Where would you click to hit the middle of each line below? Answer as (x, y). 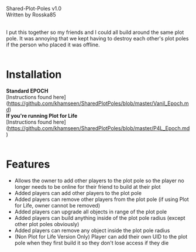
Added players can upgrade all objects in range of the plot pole (91, 212)
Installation (34, 75)
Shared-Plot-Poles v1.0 (34, 8)
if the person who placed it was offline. (53, 45)
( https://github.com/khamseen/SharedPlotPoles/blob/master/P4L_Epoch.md (98, 128)
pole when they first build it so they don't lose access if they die (92, 243)
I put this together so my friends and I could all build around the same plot (95, 32)
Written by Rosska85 (31, 15)
